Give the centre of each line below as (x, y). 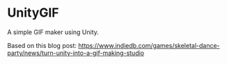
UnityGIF (33, 13)
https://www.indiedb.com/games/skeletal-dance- (149, 45)
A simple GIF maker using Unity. (53, 32)
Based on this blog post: (42, 45)
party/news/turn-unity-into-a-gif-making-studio (76, 53)
